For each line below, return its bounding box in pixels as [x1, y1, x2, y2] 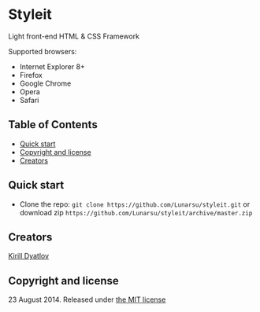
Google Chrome [19, 79, 72, 88]
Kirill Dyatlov [8, 251, 50, 261]
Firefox [19, 70, 43, 79]
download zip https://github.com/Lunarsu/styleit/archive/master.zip [19, 207, 253, 217]
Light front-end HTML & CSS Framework [8, 31, 140, 41]
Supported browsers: [8, 46, 77, 56]
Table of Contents [8, 118, 98, 131]
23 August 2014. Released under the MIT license [8, 295, 166, 304]
